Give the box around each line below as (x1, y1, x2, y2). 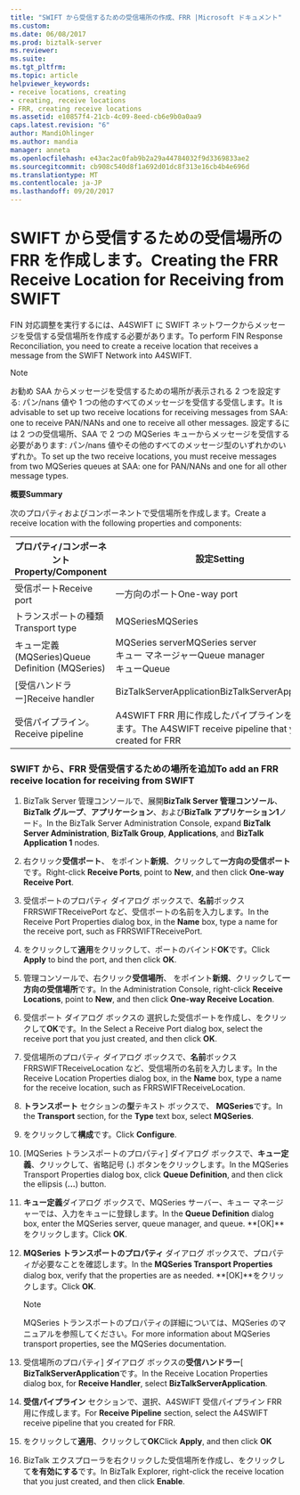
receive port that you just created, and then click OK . (22, 1033, 217, 1044)
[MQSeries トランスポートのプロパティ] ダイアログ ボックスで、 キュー (22, 1148, 281, 1159)
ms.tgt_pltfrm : (10, 63, 67, 72)
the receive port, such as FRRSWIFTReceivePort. (22, 926, 203, 936)
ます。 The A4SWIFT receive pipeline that (115, 723, 288, 735)
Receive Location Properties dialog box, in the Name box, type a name (22, 1073, 282, 1083)
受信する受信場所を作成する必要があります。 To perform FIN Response (25, 331, 283, 341)
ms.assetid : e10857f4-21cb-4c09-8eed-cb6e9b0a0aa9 (10, 112, 202, 121)
